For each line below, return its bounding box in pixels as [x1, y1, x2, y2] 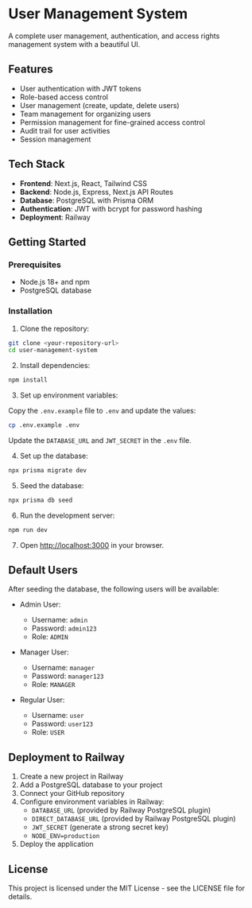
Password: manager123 [31, 671, 104, 681]
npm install [8, 376, 48, 384]
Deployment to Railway [8, 751, 126, 764]
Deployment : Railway [19, 212, 91, 222]
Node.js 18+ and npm [19, 277, 90, 287]
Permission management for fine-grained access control [19, 117, 205, 127]
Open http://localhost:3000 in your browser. [19, 540, 165, 549]
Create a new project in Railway [19, 772, 124, 782]
